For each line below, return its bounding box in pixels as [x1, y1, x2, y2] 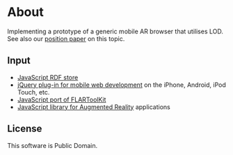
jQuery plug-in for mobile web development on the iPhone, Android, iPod [17, 81, 226, 89]
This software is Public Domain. [7, 141, 98, 149]
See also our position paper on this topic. [7, 34, 125, 42]
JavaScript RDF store [17, 73, 79, 81]
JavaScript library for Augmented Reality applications [17, 102, 170, 111]
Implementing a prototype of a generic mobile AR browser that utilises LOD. [7, 27, 224, 35]
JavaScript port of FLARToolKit [17, 95, 106, 104]
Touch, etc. [17, 88, 50, 96]
